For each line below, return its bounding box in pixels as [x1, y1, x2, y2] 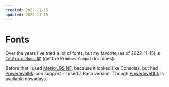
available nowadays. [5, 76, 48, 82]
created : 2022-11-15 [5, 7, 49, 13]
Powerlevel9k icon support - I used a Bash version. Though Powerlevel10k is [5, 71, 164, 77]
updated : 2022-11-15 [5, 12, 49, 17]
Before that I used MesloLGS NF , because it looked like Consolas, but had [5, 65, 158, 71]
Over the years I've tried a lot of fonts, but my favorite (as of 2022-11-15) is [5, 50, 160, 56]
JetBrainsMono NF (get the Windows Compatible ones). [5, 56, 115, 62]
